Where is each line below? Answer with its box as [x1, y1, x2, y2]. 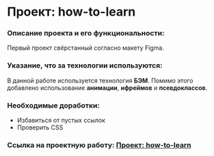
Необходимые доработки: [7, 100, 101, 110]
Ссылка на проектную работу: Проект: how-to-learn [7, 140, 191, 150]
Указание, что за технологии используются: [7, 61, 163, 70]
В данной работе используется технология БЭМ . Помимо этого [7, 76, 193, 84]
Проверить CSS [16, 123, 64, 131]
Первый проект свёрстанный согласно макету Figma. [7, 44, 164, 52]
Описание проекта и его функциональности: [7, 29, 165, 38]
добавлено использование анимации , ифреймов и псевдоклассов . [7, 83, 208, 92]
